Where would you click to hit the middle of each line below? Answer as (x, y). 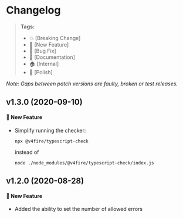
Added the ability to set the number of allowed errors (78, 209)
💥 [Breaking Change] (55, 38)
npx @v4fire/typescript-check (52, 141)
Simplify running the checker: (50, 130)
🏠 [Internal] (44, 64)
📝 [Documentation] (52, 57)
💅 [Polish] (41, 72)
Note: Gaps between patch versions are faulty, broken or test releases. (92, 84)
